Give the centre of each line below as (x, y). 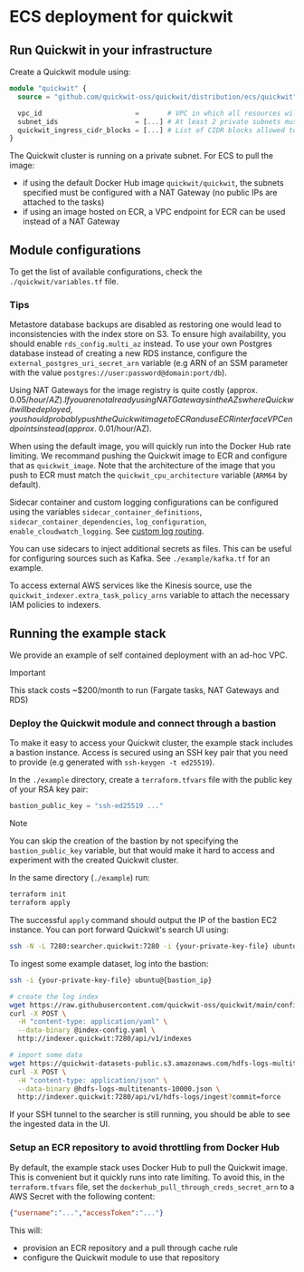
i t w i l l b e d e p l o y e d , (41, 410)
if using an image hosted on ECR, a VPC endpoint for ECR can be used (154, 212)
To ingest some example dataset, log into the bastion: (109, 963)
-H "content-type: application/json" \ (93, 1080)
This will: (26, 1230)
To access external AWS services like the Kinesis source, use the (131, 585)
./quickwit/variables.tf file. (64, 282)
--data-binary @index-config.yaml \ (86, 1030)
